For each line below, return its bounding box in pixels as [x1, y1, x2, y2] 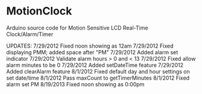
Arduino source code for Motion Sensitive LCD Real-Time [6, 24, 149, 31]
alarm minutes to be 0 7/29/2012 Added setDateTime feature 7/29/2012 [6, 61, 184, 69]
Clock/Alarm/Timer [6, 30, 54, 37]
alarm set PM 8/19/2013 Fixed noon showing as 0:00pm [6, 80, 145, 88]
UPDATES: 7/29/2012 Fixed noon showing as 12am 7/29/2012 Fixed [6, 42, 174, 49]
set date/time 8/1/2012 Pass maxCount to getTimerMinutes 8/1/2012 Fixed [6, 74, 190, 81]
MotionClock [6, 4, 72, 18]
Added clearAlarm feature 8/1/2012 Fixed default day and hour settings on [6, 67, 190, 75]
